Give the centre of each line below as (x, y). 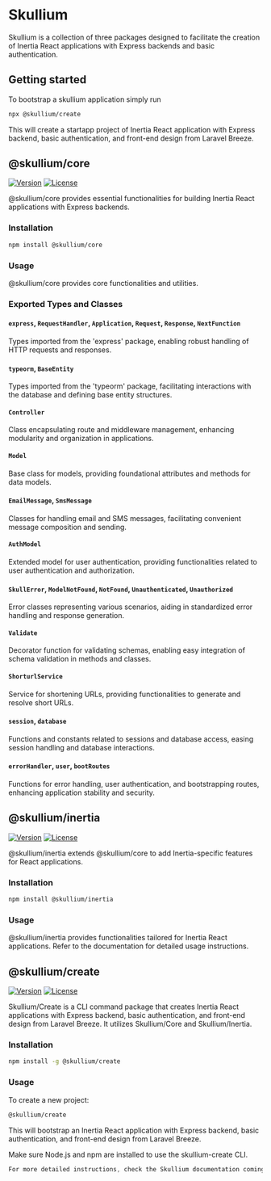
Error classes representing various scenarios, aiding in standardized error (131, 607)
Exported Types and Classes (66, 304)
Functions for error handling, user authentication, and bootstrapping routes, (134, 784)
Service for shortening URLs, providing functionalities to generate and (125, 694)
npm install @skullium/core (56, 245)
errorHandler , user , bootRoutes (59, 766)
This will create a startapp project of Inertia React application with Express (132, 129)
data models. (30, 481)
